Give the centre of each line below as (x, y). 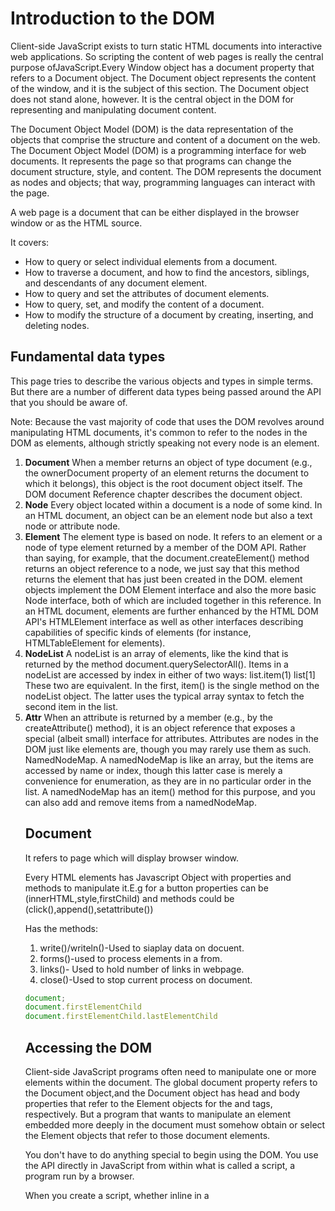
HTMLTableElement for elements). (95, 643)
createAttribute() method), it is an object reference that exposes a (160, 728)
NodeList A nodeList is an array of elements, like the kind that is (156, 653)
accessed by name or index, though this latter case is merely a (153, 770)
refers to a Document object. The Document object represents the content (163, 78)
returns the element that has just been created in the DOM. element (163, 579)
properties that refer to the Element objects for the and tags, (148, 1103)
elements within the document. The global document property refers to (171, 1082)
